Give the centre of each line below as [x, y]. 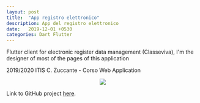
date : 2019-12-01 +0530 [39, 29]
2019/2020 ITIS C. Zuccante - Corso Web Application [73, 70]
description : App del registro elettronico [63, 23]
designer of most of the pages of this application [68, 59]
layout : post [23, 12]
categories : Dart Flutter [39, 35]
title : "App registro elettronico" [53, 18]
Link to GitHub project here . [41, 94]
